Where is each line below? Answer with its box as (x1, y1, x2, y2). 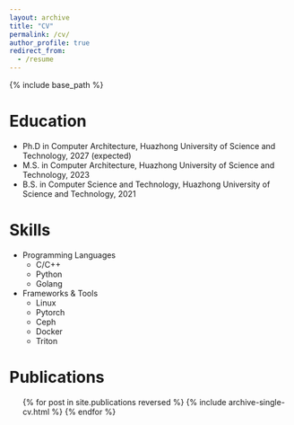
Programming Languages (22, 249, 117, 261)
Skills (9, 220, 51, 241)
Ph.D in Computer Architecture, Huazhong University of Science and (22, 140, 276, 151)
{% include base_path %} (9, 80, 104, 90)
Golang (35, 278, 63, 288)
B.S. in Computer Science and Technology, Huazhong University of (22, 179, 271, 190)
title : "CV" (9, 22, 54, 31)
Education (9, 111, 87, 131)
